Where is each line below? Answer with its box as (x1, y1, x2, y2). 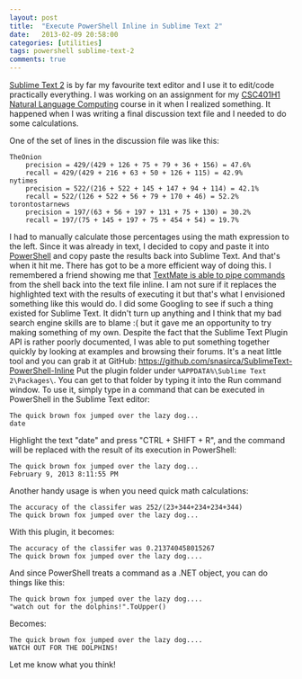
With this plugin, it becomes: (9, 527, 115, 537)
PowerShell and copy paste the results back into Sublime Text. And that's (9, 251, 280, 261)
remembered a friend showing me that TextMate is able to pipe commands (9, 270, 286, 280)
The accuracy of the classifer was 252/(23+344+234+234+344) (9, 503, 244, 512)
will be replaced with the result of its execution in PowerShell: (9, 444, 236, 455)
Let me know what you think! (9, 659, 116, 670)
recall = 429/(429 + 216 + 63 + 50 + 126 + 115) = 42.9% (25, 168, 244, 177)
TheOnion (9, 153, 42, 162)
